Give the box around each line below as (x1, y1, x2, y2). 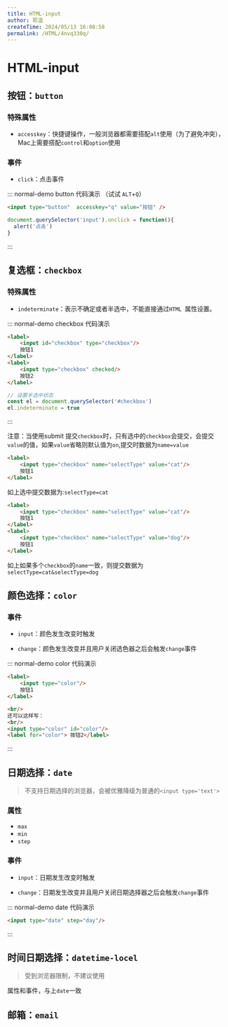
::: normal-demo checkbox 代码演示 (7, 319, 110, 328)
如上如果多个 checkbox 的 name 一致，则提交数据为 (7, 561, 144, 569)
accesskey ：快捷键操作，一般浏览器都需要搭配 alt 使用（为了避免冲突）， (17, 130, 224, 138)
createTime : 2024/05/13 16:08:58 (7, 23, 105, 30)
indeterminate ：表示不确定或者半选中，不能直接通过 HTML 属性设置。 (17, 304, 216, 313)
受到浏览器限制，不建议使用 (24, 972, 105, 980)
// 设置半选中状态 (7, 391, 54, 398)
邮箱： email (7, 1009, 59, 1021)
